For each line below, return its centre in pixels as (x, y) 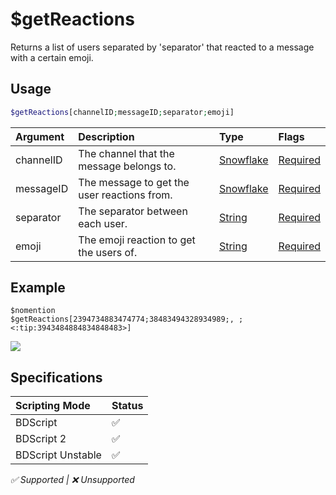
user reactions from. (125, 195)
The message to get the (134, 182)
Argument (40, 136)
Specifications (56, 377)
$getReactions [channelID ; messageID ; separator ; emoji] (122, 112)
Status (127, 406)
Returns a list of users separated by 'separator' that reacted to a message (162, 47)
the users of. (108, 252)
